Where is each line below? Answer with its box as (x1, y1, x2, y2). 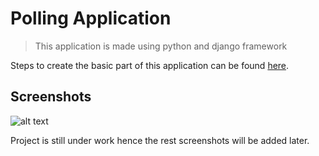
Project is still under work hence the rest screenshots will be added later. (10, 134, 310, 146)
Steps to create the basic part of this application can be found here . (10, 59, 290, 71)
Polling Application (10, 7, 172, 30)
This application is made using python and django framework (34, 40, 288, 52)
